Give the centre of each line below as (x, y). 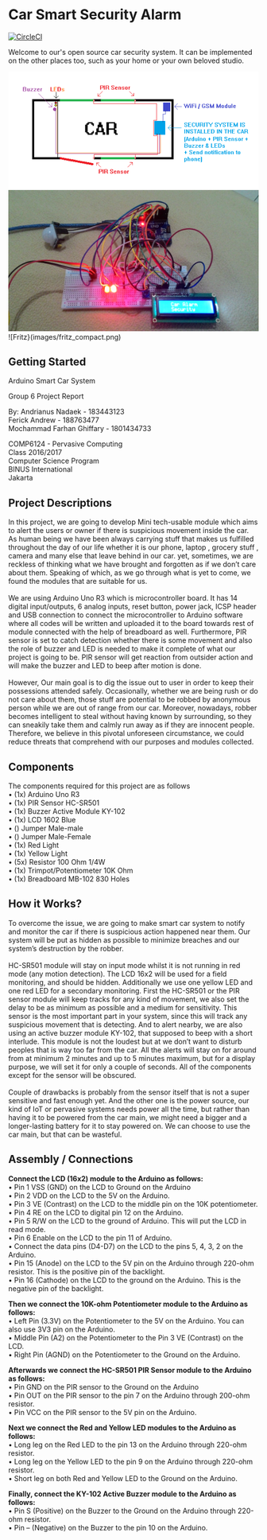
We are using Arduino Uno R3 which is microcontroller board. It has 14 (123, 598)
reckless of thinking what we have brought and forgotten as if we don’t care (132, 564)
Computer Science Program (54, 461)
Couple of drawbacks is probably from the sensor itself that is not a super (129, 1092)
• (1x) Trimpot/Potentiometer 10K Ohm (71, 871)
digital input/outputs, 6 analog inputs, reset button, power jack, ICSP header (132, 607)
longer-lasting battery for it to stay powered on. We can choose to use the (129, 1126)
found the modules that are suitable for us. (78, 581)
